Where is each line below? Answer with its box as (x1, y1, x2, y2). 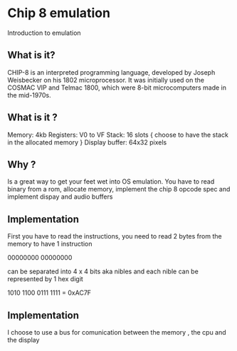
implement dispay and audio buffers (7, 192, 113, 201)
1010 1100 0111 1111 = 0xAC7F (7, 288, 91, 297)
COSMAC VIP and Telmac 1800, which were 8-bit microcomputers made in (7, 83, 226, 92)
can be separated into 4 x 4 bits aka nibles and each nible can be (7, 267, 199, 276)
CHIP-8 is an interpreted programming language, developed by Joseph (7, 68, 216, 76)
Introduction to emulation (7, 28, 81, 37)
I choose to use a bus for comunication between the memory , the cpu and (7, 328, 226, 336)
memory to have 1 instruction (7, 240, 93, 248)
